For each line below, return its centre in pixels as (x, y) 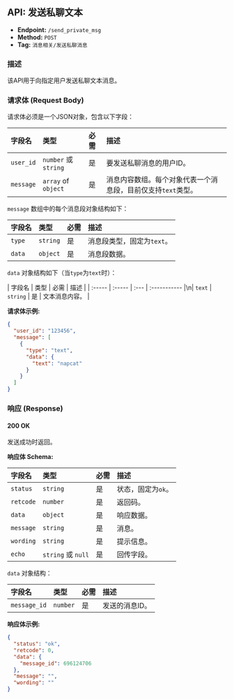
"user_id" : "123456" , (45, 331)
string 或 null (66, 555)
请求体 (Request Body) (46, 100)
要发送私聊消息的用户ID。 (148, 163)
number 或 (58, 160)
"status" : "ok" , (37, 644)
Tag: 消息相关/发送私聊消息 (52, 45)
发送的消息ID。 (127, 606)
